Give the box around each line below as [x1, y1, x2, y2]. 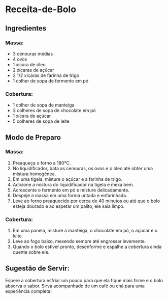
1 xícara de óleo [12, 61, 46, 67]
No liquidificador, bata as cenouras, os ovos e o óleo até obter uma [12, 165, 153, 171]
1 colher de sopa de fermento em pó [12, 77, 89, 84]
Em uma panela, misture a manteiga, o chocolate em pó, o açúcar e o [12, 228, 158, 234]
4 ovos [12, 56, 27, 62]
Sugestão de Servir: [5, 264, 70, 273]
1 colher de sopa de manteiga [12, 102, 75, 108]
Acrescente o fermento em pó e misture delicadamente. [12, 187, 129, 193]
